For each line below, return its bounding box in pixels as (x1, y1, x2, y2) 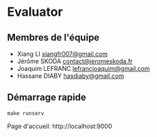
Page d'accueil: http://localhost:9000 (7, 122, 112, 130)
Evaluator (7, 4, 63, 20)
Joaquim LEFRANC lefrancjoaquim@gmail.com (16, 65, 150, 72)
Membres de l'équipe (7, 32, 100, 43)
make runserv (7, 109, 45, 117)
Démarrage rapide (7, 92, 87, 103)
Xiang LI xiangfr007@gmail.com (16, 50, 108, 58)
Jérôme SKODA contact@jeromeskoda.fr (16, 57, 133, 65)
